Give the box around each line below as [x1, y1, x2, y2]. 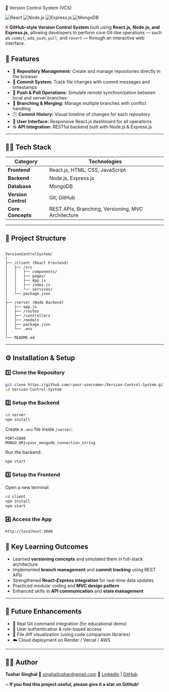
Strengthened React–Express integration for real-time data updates [12, 577, 154, 583]
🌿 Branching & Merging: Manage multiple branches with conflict [12, 100, 147, 106]
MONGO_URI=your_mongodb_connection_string [5, 440, 96, 445]
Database [8, 182, 32, 189]
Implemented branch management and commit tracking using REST [12, 566, 156, 572]
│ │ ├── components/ [5, 269, 57, 274]
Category [14, 158, 38, 165]
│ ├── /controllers [5, 313, 51, 319]
